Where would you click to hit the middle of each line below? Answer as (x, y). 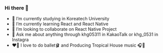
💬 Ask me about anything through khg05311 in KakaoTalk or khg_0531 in (85, 35)
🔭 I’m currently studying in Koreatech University (60, 19)
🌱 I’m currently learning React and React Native (60, 24)
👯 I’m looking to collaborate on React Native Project (64, 29)
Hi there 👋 (17, 8)
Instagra (20, 40)
